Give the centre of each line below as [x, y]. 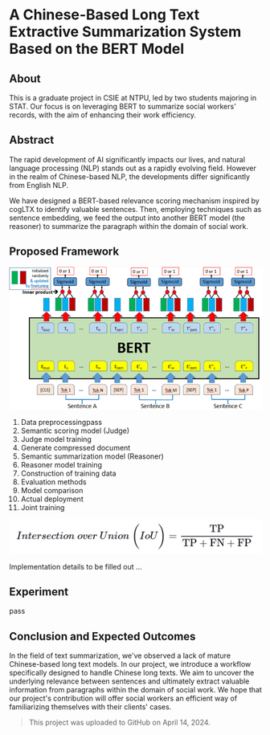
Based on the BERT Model [97, 49]
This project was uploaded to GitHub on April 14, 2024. [120, 723]
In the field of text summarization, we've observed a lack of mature [120, 655]
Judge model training [56, 439]
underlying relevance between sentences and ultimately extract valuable [129, 681]
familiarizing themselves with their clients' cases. [90, 707]
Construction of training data [68, 473]
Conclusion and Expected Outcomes [102, 636]
